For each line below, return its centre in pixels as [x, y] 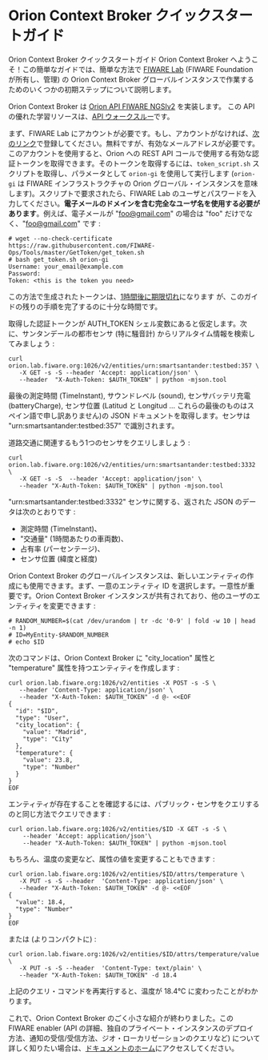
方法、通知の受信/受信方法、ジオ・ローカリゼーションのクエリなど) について [134, 1038]
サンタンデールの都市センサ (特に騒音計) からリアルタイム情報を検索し [139, 333]
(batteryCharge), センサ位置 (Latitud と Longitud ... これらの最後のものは [128, 405]
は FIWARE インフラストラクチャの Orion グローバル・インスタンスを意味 [138, 183]
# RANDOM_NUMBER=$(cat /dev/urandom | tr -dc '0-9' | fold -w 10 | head [132, 620]
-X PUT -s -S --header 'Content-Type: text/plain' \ [110, 968]
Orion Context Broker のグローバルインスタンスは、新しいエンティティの [128, 576]
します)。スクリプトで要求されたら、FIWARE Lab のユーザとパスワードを [129, 193]
